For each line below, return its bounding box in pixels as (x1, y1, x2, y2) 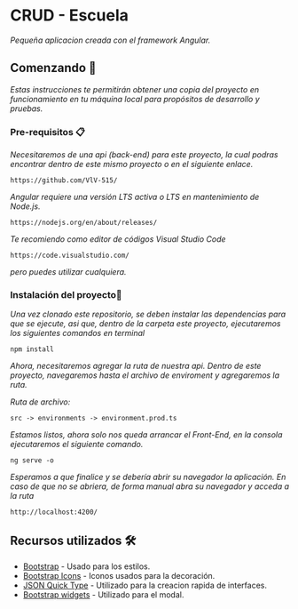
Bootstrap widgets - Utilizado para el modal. (22, 589, 184, 600)
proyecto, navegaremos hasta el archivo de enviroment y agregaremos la (10, 370, 280, 381)
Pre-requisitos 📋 (10, 125, 85, 138)
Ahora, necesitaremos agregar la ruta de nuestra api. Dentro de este (10, 361, 262, 372)
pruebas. (10, 103, 43, 114)
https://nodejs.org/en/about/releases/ (10, 219, 158, 228)
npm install (10, 345, 54, 354)
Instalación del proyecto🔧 (10, 288, 122, 300)
